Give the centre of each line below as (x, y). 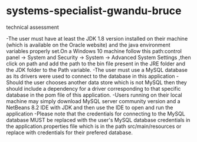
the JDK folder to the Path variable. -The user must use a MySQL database (97, 70)
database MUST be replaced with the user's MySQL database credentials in (98, 120)
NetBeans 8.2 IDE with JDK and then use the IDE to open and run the (90, 107)
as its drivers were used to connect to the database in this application (91, 76)
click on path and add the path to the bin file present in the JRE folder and (96, 64)
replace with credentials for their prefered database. (70, 132)
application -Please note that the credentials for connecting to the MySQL (96, 114)
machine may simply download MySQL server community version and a (93, 101)
